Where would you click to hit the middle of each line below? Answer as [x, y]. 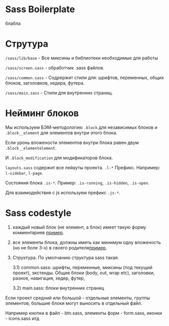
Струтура [27, 44]
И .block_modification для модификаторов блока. [59, 158]
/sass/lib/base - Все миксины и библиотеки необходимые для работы [82, 58]
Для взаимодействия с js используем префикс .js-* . [63, 192]
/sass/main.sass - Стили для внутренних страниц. [59, 93]
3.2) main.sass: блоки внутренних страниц [58, 288]
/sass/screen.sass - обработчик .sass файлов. [55, 67]
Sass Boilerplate [40, 9]
